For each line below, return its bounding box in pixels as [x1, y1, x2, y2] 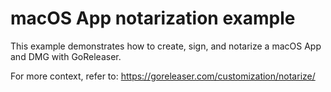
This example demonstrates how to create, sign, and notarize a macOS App [10, 40, 322, 52]
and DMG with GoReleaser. [10, 50, 122, 62]
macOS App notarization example [10, 7, 296, 30]
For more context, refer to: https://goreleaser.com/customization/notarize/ [10, 70, 316, 82]
